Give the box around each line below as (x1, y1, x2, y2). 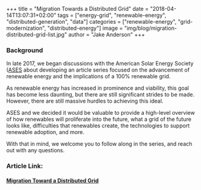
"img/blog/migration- (124, 24, 177, 32)
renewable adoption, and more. (6, 129, 85, 136)
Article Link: (6, 162, 44, 171)
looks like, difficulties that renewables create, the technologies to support (6, 122, 190, 129)
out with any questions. (6, 147, 65, 154)
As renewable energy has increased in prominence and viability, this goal (6, 84, 189, 92)
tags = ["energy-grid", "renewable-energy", (57, 12, 166, 19)
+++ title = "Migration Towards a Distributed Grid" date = (6, 5, 149, 12)
